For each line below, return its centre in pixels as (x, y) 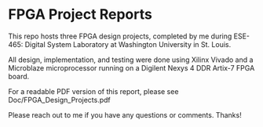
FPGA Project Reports (80, 15)
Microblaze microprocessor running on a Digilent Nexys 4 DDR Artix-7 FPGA (131, 67)
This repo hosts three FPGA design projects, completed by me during (120, 36)
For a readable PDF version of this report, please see (93, 91)
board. (19, 76)
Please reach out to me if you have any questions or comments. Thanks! (125, 114)
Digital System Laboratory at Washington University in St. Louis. (128, 44)
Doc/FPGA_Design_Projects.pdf (60, 100)
